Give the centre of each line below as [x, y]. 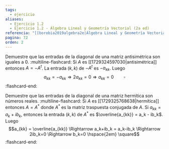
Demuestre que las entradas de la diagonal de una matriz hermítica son [79, 96]
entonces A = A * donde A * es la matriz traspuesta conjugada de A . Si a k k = [83, 107]
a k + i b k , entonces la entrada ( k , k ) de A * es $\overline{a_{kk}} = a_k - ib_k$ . [84, 114]
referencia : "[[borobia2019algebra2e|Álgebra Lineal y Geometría [75, 33]
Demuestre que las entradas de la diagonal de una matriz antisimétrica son [83, 56]
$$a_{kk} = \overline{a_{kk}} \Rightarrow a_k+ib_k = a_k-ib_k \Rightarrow [84, 128]
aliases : [14, 19]
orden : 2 [14, 42]
